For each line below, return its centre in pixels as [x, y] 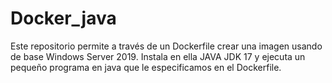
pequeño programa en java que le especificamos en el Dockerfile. [146, 67]
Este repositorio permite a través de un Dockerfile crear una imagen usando [166, 46]
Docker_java [63, 18]
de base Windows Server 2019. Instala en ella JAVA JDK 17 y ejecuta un [158, 56]
